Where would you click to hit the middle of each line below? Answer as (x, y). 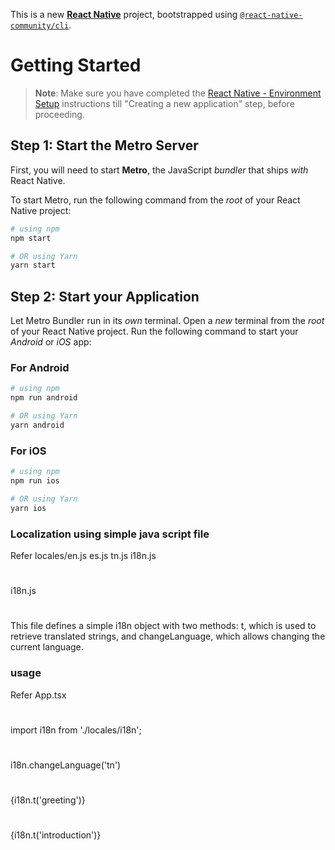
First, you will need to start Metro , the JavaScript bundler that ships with (159, 170)
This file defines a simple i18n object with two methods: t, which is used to (163, 626)
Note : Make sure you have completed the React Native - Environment (178, 93)
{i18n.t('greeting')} (48, 800)
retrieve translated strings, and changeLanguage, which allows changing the (168, 636)
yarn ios (28, 508)
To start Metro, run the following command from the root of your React (155, 200)
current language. (47, 647)
